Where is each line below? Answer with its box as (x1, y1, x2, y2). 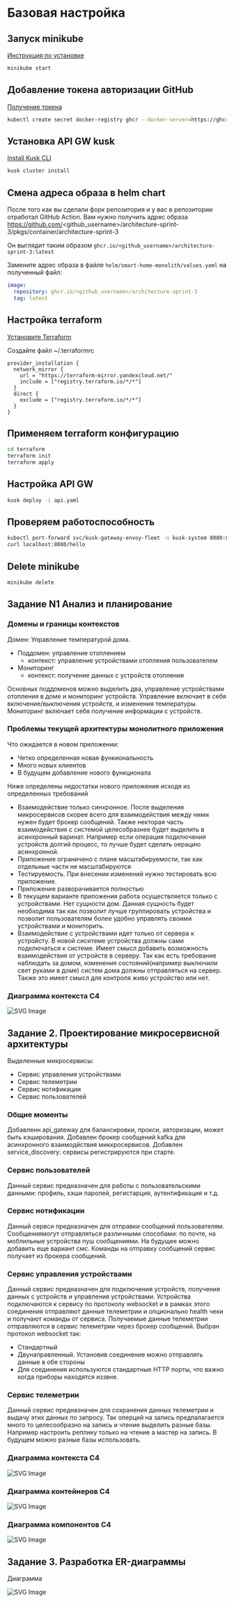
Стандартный (17, 1343, 58, 1352)
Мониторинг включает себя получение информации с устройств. (7, 707, 203, 715)
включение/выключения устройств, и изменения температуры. (7, 699, 198, 708)
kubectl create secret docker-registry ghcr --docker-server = (7, 116, 192, 123)
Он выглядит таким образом (7, 241, 93, 249)
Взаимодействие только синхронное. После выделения (17, 803, 185, 811)
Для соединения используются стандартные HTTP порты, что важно (17, 1366, 224, 1374)
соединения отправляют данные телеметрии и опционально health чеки (7, 1308, 224, 1316)
